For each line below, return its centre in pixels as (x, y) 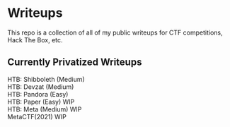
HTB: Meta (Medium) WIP (45, 109)
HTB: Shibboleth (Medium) (46, 79)
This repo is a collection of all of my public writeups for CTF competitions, (115, 32)
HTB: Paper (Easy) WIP (41, 102)
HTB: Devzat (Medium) (41, 87)
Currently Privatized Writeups (75, 62)
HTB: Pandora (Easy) (38, 94)
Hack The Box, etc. (35, 40)
